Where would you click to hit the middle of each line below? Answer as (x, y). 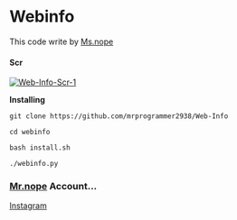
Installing (27, 100)
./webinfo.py (34, 164)
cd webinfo (30, 133)
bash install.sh (40, 148)
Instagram (28, 206)
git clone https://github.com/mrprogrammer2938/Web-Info (119, 116)
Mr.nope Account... (53, 187)
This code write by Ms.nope (62, 41)
